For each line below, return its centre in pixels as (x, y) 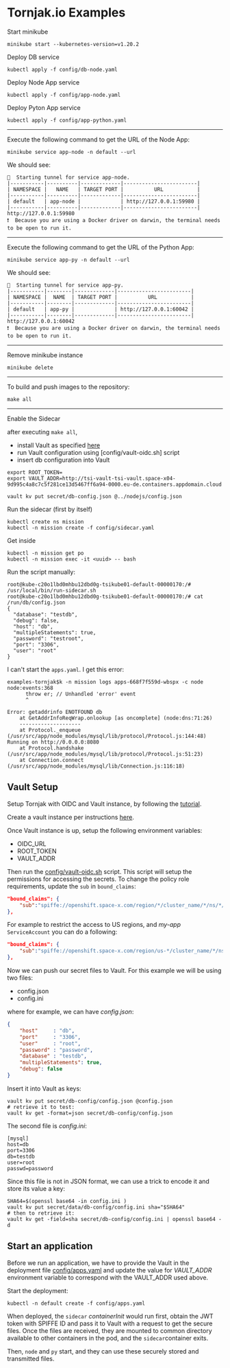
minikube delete (30, 368)
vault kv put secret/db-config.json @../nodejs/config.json (95, 496)
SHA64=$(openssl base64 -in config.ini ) (67, 1201)
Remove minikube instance (45, 355)
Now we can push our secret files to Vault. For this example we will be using (114, 971)
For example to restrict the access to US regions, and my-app (94, 925)
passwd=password (30, 1168)
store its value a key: (36, 1188)
